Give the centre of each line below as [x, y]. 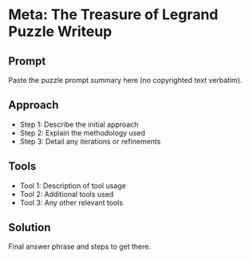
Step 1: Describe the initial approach [79, 124]
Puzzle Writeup [60, 31]
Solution [30, 228]
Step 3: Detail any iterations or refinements [90, 141]
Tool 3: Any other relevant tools [71, 202]
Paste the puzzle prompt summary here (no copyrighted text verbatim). [125, 80]
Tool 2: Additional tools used [67, 194]
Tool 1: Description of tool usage [73, 186]
